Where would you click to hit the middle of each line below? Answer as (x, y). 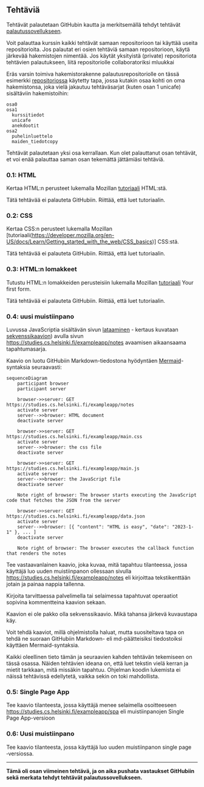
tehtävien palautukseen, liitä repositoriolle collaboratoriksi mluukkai (90, 62)
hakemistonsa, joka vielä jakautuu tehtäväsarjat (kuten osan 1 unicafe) (93, 87)
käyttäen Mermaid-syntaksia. (43, 645)
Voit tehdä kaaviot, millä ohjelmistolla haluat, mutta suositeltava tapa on (95, 632)
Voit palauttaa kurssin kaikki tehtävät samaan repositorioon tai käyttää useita (102, 42)
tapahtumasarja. (27, 349)
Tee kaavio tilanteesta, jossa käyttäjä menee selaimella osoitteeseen (92, 705)
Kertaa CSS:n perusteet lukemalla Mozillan (59, 229)
